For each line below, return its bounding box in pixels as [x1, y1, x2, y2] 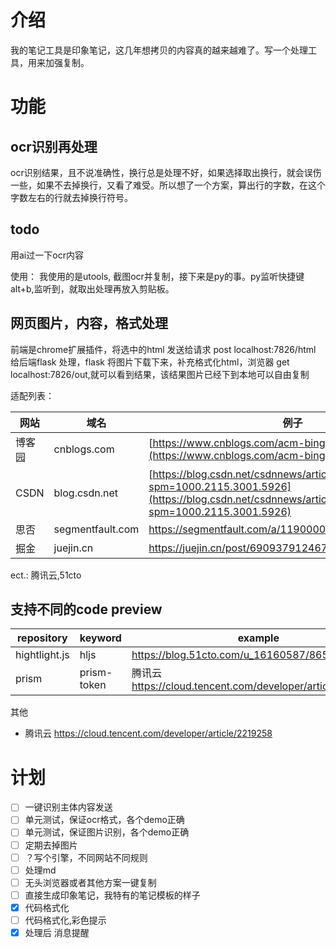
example [237, 631, 280, 645]
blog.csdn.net [53, 486, 119, 500]
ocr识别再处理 [10, 138, 98, 155]
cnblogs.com [53, 442, 115, 456]
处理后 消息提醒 [24, 926, 90, 938]
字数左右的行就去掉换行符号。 [10, 191, 133, 203]
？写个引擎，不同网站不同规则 [24, 851, 148, 863]
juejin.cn [53, 541, 94, 555]
